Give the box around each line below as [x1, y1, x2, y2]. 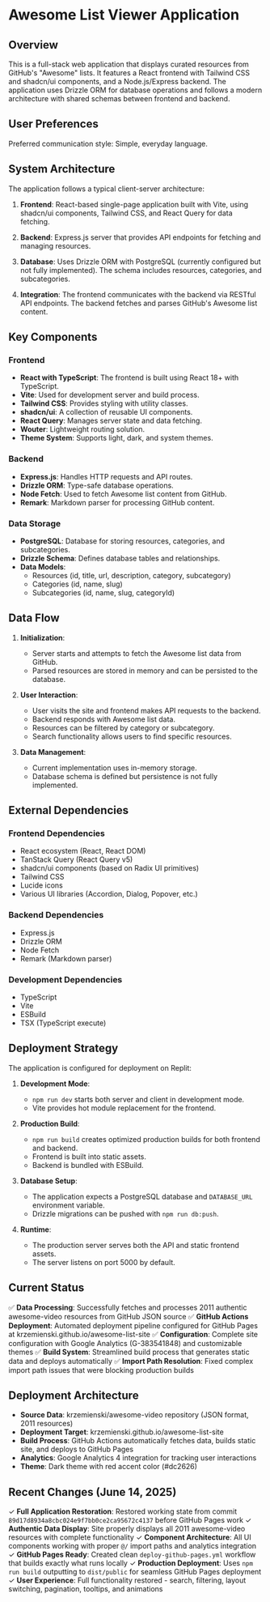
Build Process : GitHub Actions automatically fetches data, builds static [19, 1436, 256, 1446]
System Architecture [8, 162, 116, 176]
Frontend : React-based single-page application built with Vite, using [19, 199, 249, 209]
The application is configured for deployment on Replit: [8, 1063, 192, 1072]
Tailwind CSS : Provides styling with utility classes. [19, 398, 188, 408]
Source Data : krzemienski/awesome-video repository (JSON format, [19, 1410, 249, 1420]
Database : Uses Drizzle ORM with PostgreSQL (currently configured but [19, 257, 261, 266]
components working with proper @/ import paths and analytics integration [8, 1541, 257, 1551]
